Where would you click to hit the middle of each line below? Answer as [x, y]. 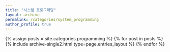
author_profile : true [28, 24]
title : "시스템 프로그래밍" [31, 10]
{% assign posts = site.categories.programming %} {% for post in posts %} [84, 39]
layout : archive [22, 15]
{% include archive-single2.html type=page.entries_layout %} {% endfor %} [85, 44]
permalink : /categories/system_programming [52, 19]
